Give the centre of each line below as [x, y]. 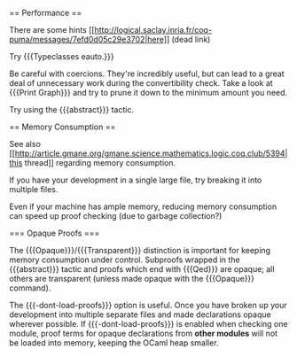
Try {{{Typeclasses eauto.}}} [62, 56]
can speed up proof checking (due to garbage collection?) [116, 216]
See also [25, 144]
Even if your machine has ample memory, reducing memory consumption [143, 206]
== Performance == [46, 13]
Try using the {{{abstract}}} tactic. [72, 109]
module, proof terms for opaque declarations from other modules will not [143, 333]
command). [30, 288]
